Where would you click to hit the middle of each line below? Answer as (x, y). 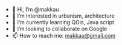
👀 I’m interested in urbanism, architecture (63, 16)
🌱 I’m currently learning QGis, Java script (63, 22)
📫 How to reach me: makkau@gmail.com (64, 36)
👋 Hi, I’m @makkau (35, 9)
